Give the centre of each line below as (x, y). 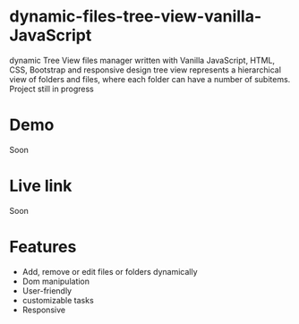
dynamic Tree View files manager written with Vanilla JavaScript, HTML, (142, 60)
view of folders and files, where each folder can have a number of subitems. (150, 79)
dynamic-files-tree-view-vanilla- (136, 17)
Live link (41, 186)
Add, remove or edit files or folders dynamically (110, 271)
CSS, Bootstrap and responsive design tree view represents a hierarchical (145, 70)
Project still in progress (51, 89)
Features (43, 247)
